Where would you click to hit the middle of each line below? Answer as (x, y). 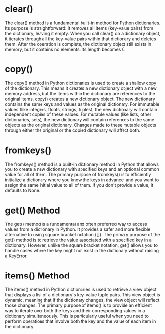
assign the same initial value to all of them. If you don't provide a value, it (79, 185)
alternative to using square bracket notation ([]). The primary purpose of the (82, 234)
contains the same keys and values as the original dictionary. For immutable (82, 104)
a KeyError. (17, 256)
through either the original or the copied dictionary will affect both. (73, 130)
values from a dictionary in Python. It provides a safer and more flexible (78, 229)
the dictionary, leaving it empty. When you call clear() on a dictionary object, (83, 33)
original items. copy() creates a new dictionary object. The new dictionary (80, 99)
